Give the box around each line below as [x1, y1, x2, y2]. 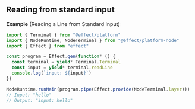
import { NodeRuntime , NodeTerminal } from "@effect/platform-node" [6, 37, 180, 43]
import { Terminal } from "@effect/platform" [6, 32, 121, 38]
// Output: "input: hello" [6, 97, 73, 103]
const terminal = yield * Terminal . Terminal [11, 59, 121, 65]
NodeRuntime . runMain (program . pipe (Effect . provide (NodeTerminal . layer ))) [6, 86, 190, 92]
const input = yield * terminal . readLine [11, 65, 113, 70]
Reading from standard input [6, 5, 115, 15]
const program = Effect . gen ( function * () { [6, 53, 116, 60]
